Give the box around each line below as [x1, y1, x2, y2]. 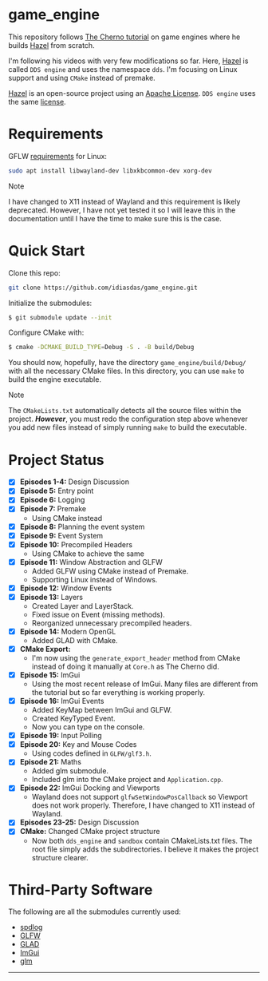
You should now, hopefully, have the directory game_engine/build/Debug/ [8, 358, 246, 367]
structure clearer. [31, 852, 89, 862]
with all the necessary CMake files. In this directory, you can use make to [8, 366, 245, 376]
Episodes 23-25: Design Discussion [19, 817, 140, 828]
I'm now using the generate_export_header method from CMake [31, 653, 241, 662]
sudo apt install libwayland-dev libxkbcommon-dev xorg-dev [8, 166, 213, 175]
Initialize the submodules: [8, 298, 93, 308]
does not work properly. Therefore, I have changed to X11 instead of [31, 800, 255, 810]
